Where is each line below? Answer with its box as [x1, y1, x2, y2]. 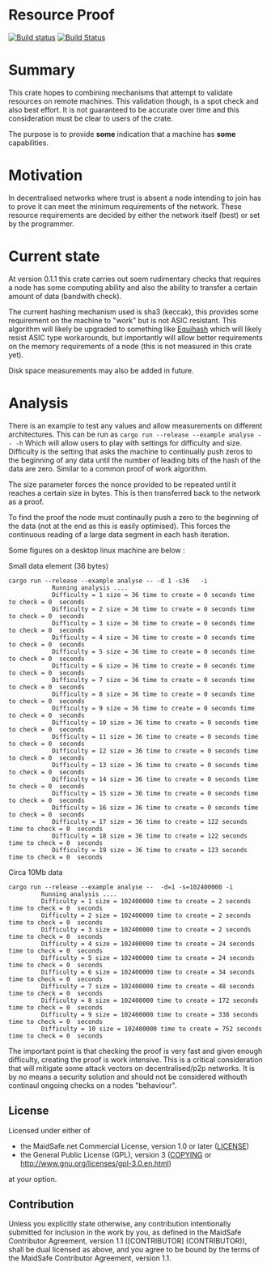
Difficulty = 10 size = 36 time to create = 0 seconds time [51, 719, 259, 727]
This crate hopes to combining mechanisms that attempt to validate [8, 87, 233, 97]
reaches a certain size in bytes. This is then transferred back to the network [8, 488, 261, 497]
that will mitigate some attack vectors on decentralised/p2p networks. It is [8, 1063, 255, 1073]
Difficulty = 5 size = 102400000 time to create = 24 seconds [40, 953, 255, 962]
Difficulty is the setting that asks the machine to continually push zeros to [8, 446, 253, 456]
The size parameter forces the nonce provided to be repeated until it [8, 480, 236, 489]
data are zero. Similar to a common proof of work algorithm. [8, 463, 208, 473]
